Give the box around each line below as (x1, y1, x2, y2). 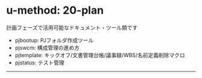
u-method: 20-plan (6, 4, 104, 17)
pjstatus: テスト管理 (14, 59, 64, 66)
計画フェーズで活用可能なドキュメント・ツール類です (6, 24, 138, 31)
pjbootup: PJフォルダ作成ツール (14, 36, 94, 43)
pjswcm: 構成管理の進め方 (14, 44, 80, 51)
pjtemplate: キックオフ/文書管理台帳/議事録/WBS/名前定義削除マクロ (14, 51, 185, 58)
